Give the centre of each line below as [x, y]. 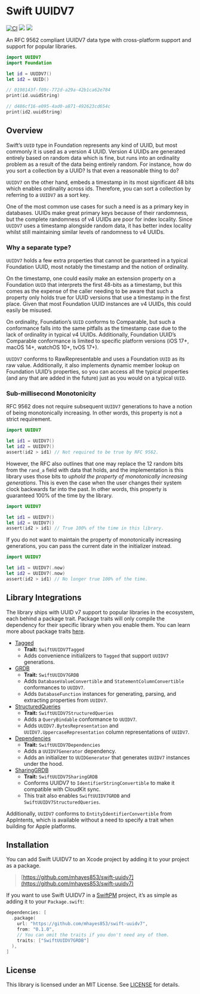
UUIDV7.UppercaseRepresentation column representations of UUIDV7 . [107, 732]
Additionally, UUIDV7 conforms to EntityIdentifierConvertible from [89, 813]
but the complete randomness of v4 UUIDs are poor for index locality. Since [99, 219]
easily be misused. [29, 310]
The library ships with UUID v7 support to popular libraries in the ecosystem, [100, 612]
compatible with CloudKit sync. [62, 789]
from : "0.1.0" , [36, 929]
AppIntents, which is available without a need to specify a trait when [90, 820]
